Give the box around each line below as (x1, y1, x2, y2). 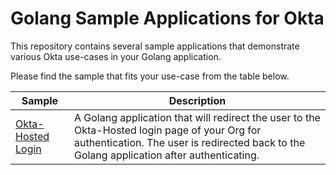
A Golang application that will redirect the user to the (73, 110, 321, 124)
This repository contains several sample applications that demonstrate (10, 40, 300, 52)
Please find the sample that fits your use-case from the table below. (10, 70, 290, 82)
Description (168, 93, 227, 107)
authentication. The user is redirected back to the (73, 135, 306, 149)
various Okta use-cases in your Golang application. (10, 50, 222, 62)
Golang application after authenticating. (73, 148, 260, 162)
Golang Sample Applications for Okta (10, 7, 325, 30)
